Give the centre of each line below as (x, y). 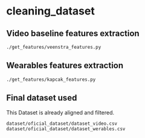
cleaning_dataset (50, 11)
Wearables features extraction (65, 65)
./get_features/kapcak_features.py (51, 80)
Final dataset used (42, 98)
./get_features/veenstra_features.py (54, 47)
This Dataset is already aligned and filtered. (60, 112)
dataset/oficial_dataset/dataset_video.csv (62, 124)
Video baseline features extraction (73, 33)
